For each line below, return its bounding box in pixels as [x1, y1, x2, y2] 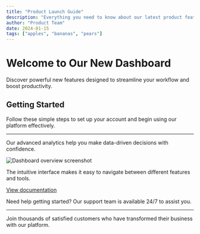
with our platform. [6, 221, 50, 228]
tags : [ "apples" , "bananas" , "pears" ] [6, 31, 102, 37]
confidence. [6, 145, 36, 152]
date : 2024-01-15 [6, 25, 49, 32]
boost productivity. [6, 83, 52, 90]
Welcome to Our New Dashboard [6, 57, 171, 70]
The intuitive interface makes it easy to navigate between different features [6, 168, 190, 176]
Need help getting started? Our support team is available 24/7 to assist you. [6, 198, 192, 205]
